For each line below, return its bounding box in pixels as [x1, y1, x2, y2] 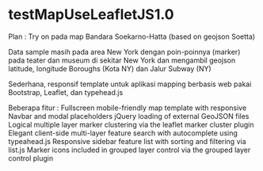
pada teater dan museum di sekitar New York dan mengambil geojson [8, 55, 236, 65]
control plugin [8, 153, 54, 163]
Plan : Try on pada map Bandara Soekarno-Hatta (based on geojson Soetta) [8, 32, 256, 41]
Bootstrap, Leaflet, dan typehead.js [8, 87, 124, 97]
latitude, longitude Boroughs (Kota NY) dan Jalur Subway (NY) [8, 63, 212, 73]
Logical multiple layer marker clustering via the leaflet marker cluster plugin [8, 120, 254, 129]
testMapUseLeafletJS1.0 [8, 6, 174, 24]
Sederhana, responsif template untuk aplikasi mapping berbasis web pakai [8, 79, 252, 89]
